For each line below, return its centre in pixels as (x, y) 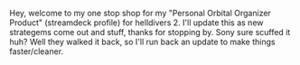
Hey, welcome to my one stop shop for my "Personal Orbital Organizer (140, 13)
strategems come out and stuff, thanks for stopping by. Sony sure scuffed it (150, 32)
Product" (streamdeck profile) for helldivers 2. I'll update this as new (136, 23)
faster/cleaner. (37, 51)
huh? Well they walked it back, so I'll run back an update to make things (142, 42)
